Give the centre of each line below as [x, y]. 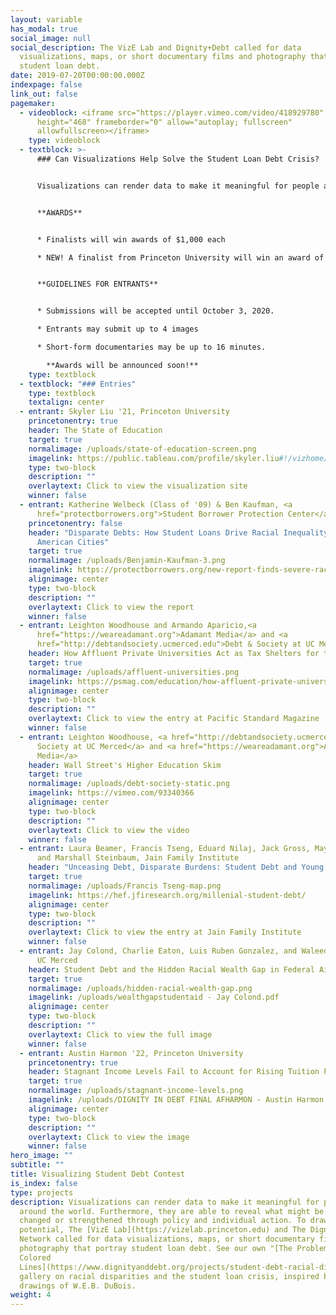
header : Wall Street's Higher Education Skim [125, 765]
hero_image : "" [42, 1156]
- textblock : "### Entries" [78, 384]
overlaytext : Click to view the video [109, 830]
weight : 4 [31, 1295]
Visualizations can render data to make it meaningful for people [178, 186]
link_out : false [44, 94]
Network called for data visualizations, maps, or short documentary [167, 1239]
